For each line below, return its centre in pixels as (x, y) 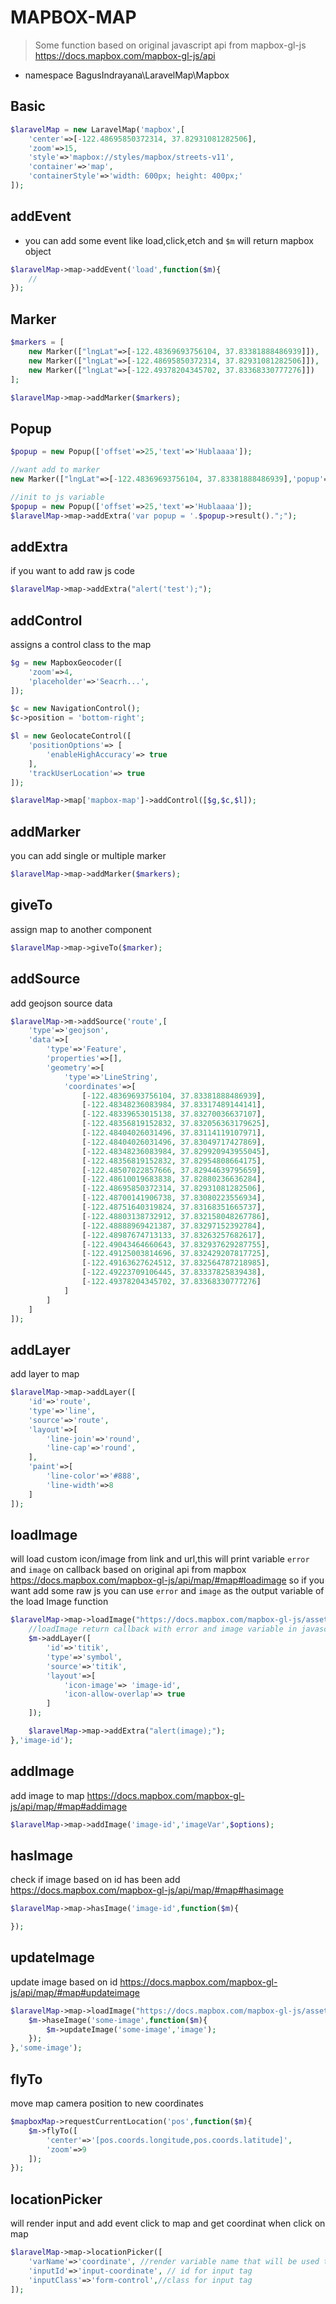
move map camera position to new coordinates (107, 2103)
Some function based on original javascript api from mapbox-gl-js (170, 45)
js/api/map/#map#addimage (69, 1806)
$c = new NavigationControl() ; (75, 709)
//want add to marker (55, 470)
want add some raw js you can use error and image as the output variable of (167, 1591)
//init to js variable (57, 497)
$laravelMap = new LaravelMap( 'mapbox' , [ (98, 129)
